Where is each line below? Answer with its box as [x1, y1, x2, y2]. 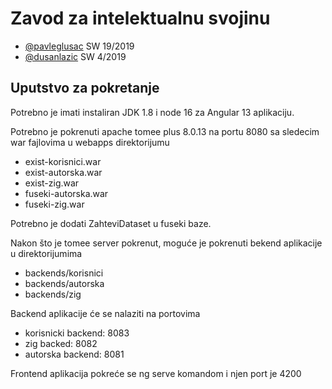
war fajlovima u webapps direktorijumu [10, 136, 170, 148]
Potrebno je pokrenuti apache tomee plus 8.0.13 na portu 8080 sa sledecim [10, 125, 320, 137]
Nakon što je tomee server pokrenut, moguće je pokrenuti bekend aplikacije [10, 237, 323, 249]
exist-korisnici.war [24, 155, 102, 167]
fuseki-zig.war [24, 198, 85, 210]
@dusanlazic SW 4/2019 [24, 50, 127, 62]
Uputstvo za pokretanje [10, 80, 160, 97]
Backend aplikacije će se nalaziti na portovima [10, 307, 201, 319]
